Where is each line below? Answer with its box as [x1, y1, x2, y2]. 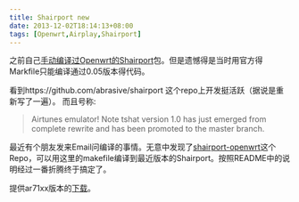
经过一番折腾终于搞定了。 [16, 164, 112, 174]
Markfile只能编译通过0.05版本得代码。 [9, 66, 150, 77]
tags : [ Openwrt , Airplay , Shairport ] [9, 29, 142, 38]
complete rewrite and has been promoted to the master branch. [30, 124, 265, 134]
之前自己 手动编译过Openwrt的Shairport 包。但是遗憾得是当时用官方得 [9, 55, 263, 66]
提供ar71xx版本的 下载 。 [9, 183, 96, 194]
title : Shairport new [9, 12, 90, 22]
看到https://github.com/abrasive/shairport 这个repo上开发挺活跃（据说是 [9, 85, 277, 96]
